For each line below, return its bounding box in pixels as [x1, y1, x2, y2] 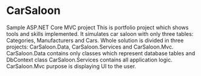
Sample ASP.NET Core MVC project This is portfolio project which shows [6, 24, 189, 31]
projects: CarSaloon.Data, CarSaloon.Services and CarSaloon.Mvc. [6, 43, 174, 50]
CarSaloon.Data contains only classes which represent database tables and [6, 49, 196, 57]
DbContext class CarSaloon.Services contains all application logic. [6, 56, 173, 63]
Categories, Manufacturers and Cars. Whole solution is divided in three [6, 36, 184, 44]
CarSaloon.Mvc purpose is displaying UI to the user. [6, 62, 137, 70]
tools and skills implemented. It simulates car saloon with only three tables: [6, 30, 194, 37]
